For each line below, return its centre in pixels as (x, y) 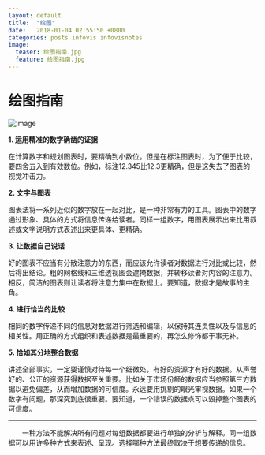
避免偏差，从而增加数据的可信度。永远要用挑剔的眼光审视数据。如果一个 (139, 389)
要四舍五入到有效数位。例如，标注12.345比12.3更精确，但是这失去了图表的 (129, 166)
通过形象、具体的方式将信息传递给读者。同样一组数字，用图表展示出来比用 (129, 219)
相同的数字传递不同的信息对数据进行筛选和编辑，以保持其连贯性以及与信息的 (132, 326)
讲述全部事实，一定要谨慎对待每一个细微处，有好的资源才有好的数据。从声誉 (132, 369)
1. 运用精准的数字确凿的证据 (53, 140)
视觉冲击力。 (29, 176)
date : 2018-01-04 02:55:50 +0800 (67, 30)
